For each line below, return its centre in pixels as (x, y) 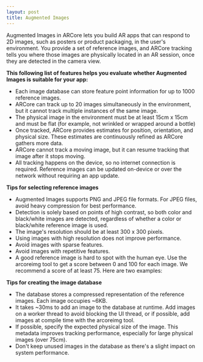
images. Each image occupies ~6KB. (61, 300)
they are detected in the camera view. (54, 61)
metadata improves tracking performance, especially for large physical (104, 333)
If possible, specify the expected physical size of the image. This (97, 327)
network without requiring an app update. (67, 175)
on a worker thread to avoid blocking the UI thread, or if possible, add (102, 313)
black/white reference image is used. (62, 225)
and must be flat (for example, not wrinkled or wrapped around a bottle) (105, 123)
